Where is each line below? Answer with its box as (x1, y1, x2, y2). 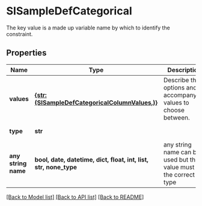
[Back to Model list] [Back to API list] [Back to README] (6, 193, 144, 201)
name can (163, 148, 192, 156)
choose (163, 106, 185, 114)
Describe (163, 76, 189, 84)
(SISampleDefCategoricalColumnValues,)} (34, 98, 158, 106)
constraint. (6, 30, 33, 37)
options (163, 83, 185, 91)
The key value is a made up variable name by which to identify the (6, 24, 170, 31)
